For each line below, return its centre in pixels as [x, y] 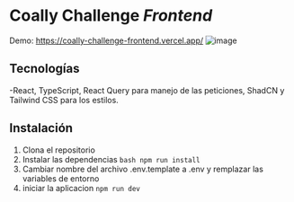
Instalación [41, 128]
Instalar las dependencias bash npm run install [111, 159]
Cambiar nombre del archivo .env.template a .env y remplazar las [143, 169]
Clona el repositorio [59, 150]
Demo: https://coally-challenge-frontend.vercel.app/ [107, 40]
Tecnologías [45, 69]
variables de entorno [61, 178]
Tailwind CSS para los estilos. [64, 100]
